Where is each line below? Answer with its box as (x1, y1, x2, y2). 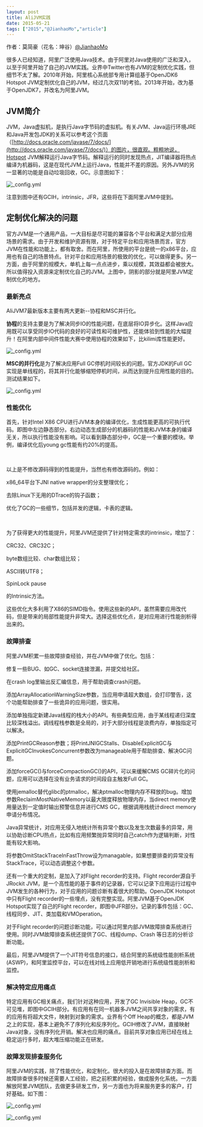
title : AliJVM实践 (6, 15, 51, 21)
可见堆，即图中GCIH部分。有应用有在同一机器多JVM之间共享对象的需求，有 (6, 1006, 195, 1013)
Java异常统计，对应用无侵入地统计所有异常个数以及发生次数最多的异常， (6, 824, 188, 831)
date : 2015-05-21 (6, 20, 50, 26)
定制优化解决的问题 (6, 213, 78, 223)
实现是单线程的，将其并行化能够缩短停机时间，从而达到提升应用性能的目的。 (6, 368, 197, 375)
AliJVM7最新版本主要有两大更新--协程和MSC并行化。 (6, 307, 140, 314)
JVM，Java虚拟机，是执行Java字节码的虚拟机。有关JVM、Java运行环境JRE (6, 123, 196, 130)
